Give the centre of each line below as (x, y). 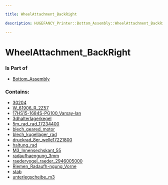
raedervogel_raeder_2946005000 (47, 161)
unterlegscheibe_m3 (33, 177)
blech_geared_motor (33, 129)
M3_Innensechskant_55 (37, 150)
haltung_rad (25, 145)
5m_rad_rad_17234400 (36, 124)
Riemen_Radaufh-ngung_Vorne (44, 166)
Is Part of (16, 68)
